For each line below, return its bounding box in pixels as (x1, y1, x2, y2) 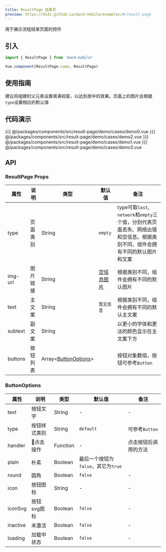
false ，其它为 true (79, 463, 122, 470)
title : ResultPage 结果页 (5, 7, 56, 12)
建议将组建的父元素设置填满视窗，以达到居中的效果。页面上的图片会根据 (5, 93, 152, 99)
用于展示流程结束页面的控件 (5, 26, 62, 32)
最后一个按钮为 (79, 455, 114, 462)
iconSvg (7, 505, 27, 512)
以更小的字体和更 (117, 320, 157, 327)
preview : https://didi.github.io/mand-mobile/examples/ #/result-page (5, 12, 152, 17)
